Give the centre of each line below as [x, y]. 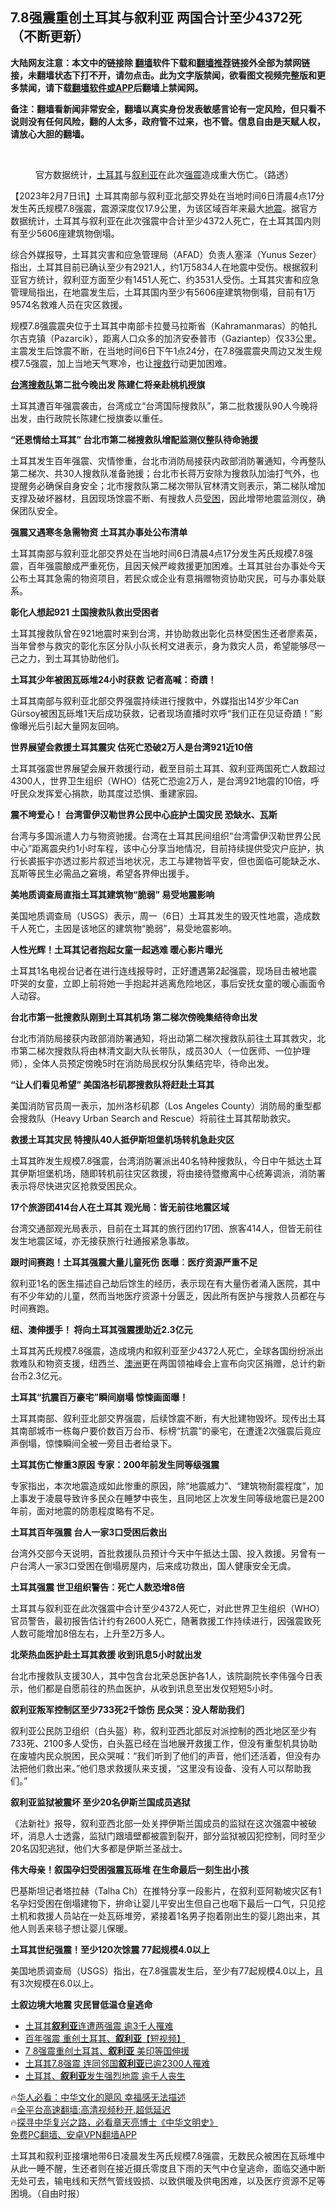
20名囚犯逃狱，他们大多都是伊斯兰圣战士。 [99, 1848]
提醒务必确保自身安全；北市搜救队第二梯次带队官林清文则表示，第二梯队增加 [168, 485]
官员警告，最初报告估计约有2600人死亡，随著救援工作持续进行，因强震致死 [166, 1620]
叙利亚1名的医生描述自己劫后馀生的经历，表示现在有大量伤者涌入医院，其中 [165, 1283]
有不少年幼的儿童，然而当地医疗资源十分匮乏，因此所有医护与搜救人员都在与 [168, 1295]
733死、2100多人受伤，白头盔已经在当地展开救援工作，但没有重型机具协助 [164, 1743]
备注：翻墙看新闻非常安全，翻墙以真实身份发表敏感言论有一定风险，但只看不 [168, 109]
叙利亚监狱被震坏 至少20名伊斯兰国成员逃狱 [100, 1802]
